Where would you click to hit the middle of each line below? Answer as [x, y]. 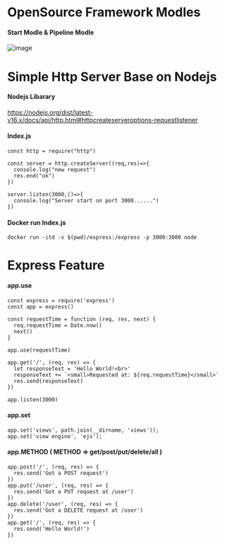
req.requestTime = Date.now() [58, 325]
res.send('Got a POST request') [61, 473]
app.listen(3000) [33, 400]
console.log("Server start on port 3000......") [86, 200]
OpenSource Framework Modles [104, 12]
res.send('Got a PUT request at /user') [74, 492]
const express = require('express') [61, 300]
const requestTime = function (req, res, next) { [82, 319]
